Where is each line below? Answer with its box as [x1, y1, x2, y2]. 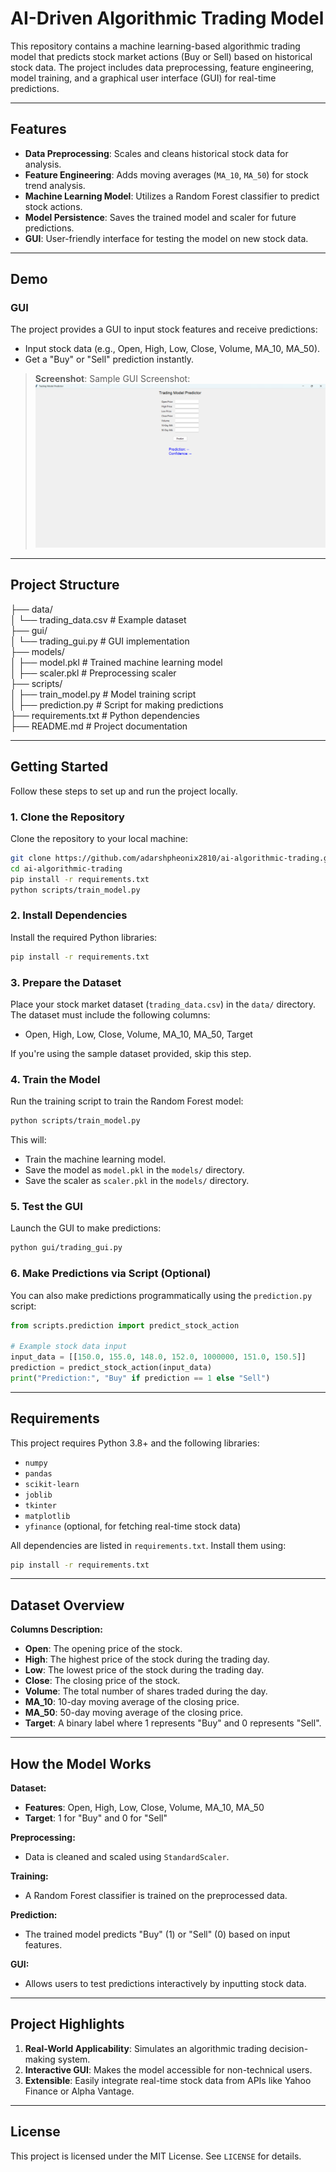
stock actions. [24, 200, 83, 212]
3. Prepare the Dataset [10, 975, 122, 989]
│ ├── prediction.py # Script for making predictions [10, 698, 224, 711]
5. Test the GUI [10, 1199, 83, 1213]
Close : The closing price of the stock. [24, 1675, 181, 1687]
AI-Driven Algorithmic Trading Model [10, 7, 325, 30]
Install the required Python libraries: [10, 931, 158, 943]
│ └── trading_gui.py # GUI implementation [10, 635, 190, 647]
